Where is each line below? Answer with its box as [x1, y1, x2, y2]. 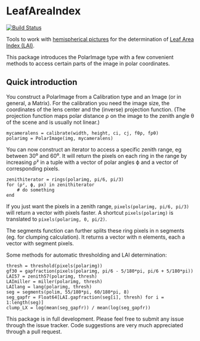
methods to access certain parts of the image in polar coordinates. [6, 60, 170, 67]
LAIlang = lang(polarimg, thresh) [6, 284, 93, 290]
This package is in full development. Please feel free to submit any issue [6, 315, 184, 322]
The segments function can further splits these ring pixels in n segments [6, 227, 184, 234]
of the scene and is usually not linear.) [6, 118, 100, 126]
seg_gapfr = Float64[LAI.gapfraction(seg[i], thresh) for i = [6, 294, 164, 300]
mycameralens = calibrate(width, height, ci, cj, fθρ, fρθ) [6, 130, 159, 136]
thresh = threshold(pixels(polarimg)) [6, 263, 103, 269]
